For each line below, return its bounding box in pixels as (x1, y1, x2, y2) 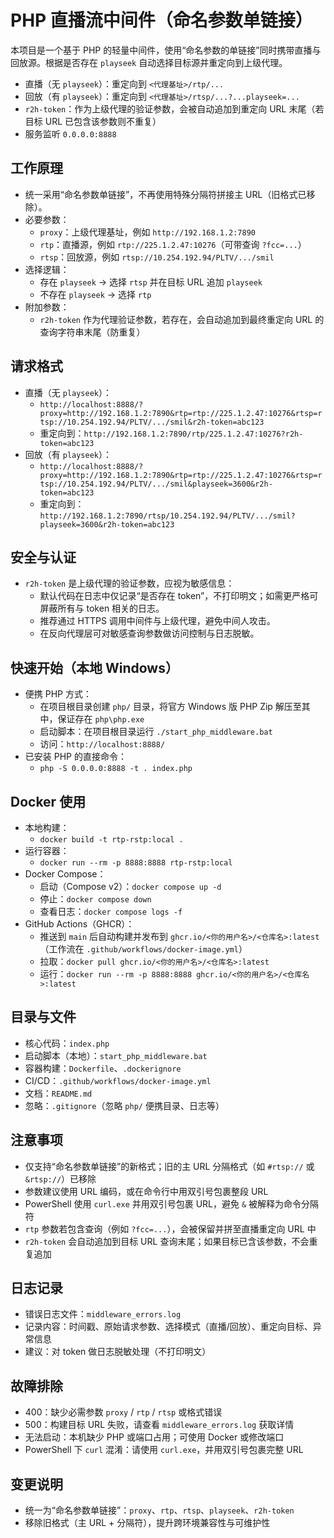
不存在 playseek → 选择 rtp (39, 288, 152, 300)
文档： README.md (24, 1087, 93, 1099)
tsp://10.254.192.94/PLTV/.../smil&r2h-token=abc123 (39, 417, 265, 427)
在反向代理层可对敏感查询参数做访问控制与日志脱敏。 (39, 627, 260, 640)
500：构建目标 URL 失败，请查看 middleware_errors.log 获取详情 (24, 1419, 295, 1431)
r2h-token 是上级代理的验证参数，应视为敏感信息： (24, 577, 235, 590)
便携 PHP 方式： (24, 688, 92, 700)
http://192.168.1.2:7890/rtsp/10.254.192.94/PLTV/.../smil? (39, 511, 296, 521)
